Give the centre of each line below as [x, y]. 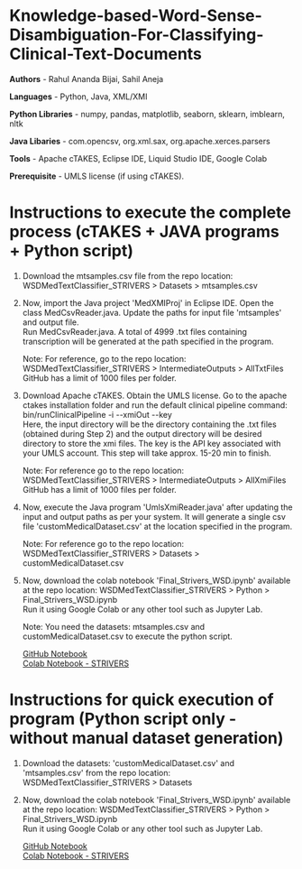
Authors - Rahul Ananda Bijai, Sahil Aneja [87, 79]
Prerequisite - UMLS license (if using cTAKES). [97, 176]
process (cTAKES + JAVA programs [144, 232]
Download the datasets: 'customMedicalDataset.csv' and [128, 763]
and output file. [50, 322]
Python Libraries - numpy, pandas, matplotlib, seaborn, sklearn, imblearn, [147, 114]
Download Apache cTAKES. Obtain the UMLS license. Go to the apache [155, 395]
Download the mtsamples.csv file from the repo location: [128, 275]
